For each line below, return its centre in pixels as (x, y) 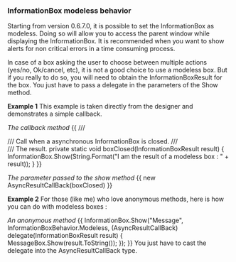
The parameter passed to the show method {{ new (82, 178)
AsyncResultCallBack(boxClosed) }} (60, 185)
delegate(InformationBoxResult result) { (65, 236)
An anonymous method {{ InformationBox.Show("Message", (95, 220)
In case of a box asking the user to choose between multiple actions (107, 62)
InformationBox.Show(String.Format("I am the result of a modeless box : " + (118, 157)
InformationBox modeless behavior (69, 11)
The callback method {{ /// (46, 128)
